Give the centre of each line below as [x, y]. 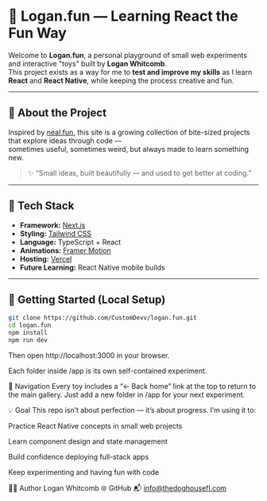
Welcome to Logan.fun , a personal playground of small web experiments [128, 55]
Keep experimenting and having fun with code [84, 472]
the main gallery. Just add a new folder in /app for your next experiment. [127, 394]
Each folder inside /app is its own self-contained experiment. [108, 371]
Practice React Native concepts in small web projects [95, 425]
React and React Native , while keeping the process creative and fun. [121, 80]
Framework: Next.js [52, 225]
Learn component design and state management [88, 441]
